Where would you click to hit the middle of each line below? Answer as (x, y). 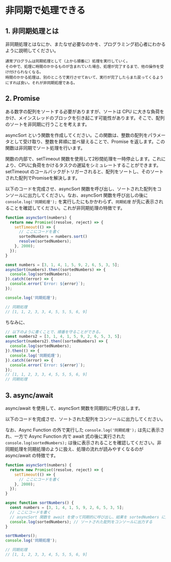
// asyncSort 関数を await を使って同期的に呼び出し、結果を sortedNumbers (84, 517)
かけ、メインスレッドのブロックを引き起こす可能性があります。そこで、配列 (85, 118)
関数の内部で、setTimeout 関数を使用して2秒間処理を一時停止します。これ (83, 158)
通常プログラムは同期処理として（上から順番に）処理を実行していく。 (68, 61)
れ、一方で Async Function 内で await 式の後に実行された (65, 436)
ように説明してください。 (32, 51)
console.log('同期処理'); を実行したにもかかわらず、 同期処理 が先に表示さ (82, 201)
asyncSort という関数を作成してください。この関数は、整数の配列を (77, 135)
